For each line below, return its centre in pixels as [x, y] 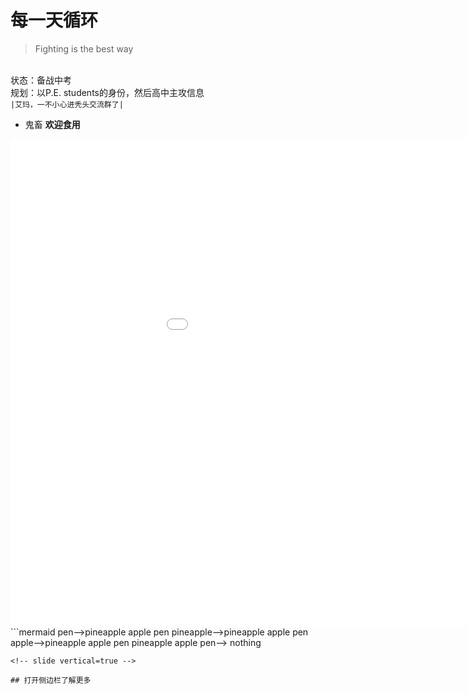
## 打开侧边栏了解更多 [51, 680]
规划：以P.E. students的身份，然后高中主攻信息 [107, 92]
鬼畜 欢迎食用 [52, 124]
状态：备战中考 [41, 80]
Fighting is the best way [84, 48]
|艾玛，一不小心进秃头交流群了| [67, 104]
